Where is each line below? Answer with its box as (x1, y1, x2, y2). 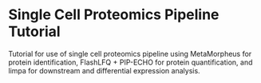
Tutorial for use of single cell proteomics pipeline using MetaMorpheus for (8, 49, 252, 58)
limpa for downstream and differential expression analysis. (8, 65, 201, 75)
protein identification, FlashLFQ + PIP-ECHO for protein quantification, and (8, 57, 253, 67)
